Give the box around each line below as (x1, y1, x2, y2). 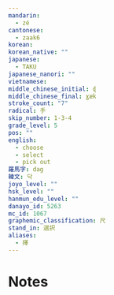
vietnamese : (8, 77, 47, 85)
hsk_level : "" (8, 187, 55, 196)
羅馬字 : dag (8, 166, 44, 174)
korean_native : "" (8, 48, 68, 56)
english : (8, 136, 37, 144)
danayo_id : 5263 (8, 202, 61, 210)
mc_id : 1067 (8, 210, 47, 218)
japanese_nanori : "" (8, 70, 76, 78)
